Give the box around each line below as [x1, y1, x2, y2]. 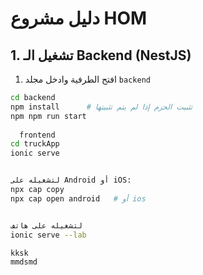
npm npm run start [10, 111, 87, 121]
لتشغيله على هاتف [10, 220, 83, 231]
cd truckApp [10, 139, 60, 149]
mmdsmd [10, 257, 38, 267]
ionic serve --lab [10, 230, 87, 240]
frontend [19, 130, 56, 140]
